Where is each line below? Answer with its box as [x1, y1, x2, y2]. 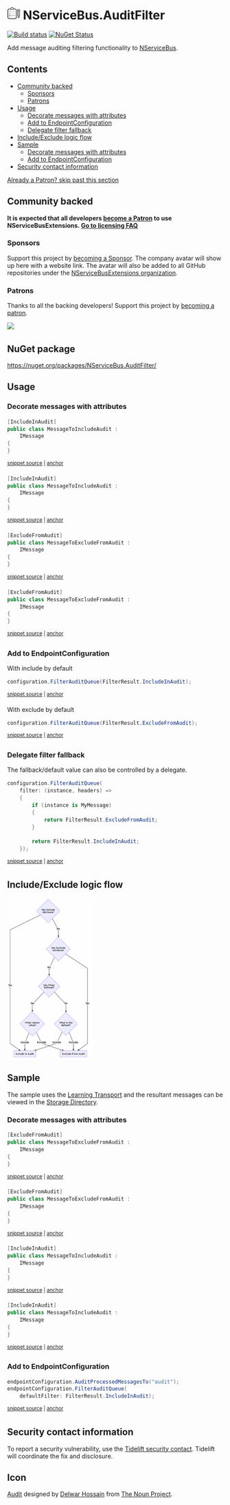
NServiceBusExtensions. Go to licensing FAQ [7, 221, 139, 229]
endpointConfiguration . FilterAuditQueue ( [7, 1385, 128, 1393]
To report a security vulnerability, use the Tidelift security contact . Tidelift [7, 1444, 215, 1453]
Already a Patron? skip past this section [7, 176, 119, 184]
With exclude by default [7, 705, 74, 713]
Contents [7, 63, 48, 75]
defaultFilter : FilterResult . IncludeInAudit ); [19, 1393, 155, 1400]
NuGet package [7, 343, 76, 355]
